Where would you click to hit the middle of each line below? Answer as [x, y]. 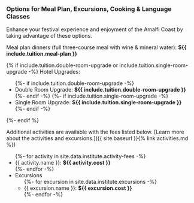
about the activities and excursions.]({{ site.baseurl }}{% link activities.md [97, 138]
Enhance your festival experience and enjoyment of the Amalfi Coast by [95, 29]
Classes [18, 16]
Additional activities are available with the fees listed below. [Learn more [95, 132]
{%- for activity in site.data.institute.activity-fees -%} [80, 156]
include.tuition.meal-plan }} [42, 54]
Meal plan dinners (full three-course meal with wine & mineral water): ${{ [96, 47]
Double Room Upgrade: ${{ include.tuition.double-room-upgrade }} [101, 90]
